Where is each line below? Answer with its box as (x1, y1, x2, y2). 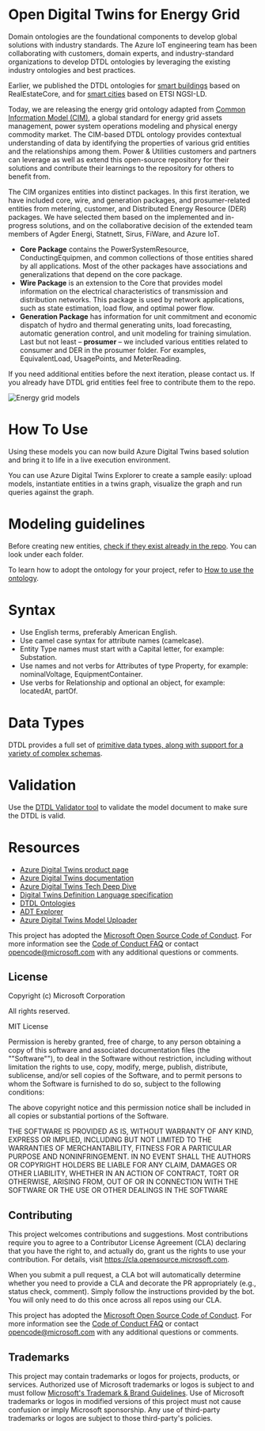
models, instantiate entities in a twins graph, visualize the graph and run (8, 479, 243, 488)
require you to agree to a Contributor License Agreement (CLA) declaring (8, 1238, 247, 1247)
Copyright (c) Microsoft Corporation (8, 991, 126, 1000)
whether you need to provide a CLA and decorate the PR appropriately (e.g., (8, 1278, 257, 1288)
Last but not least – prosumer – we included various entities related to (19, 336, 248, 346)
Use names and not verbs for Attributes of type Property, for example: (19, 661, 248, 670)
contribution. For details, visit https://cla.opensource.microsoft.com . (8, 1254, 230, 1264)
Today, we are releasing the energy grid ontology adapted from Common (8, 104, 246, 114)
